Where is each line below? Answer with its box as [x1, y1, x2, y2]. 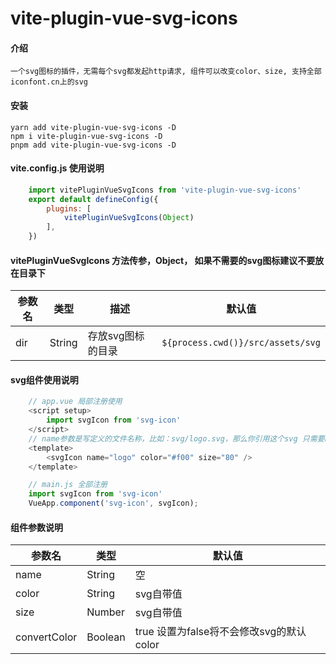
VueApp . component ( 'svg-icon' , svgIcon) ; [28, 498, 199, 509]
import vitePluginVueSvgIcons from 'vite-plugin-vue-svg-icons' [28, 185, 302, 195]
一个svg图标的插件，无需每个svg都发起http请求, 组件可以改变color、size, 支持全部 [10, 67, 322, 77]
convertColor [15, 630, 78, 644]
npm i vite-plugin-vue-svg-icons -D [10, 131, 163, 141]
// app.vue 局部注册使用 [28, 397, 123, 407]
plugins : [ [46, 203, 92, 214]
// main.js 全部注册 [28, 480, 108, 490]
